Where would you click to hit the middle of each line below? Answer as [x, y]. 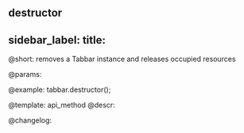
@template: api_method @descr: [62, 105]
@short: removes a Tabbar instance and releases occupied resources [122, 59]
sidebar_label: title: [57, 40]
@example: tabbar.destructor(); [60, 89]
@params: [25, 74]
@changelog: [30, 120]
